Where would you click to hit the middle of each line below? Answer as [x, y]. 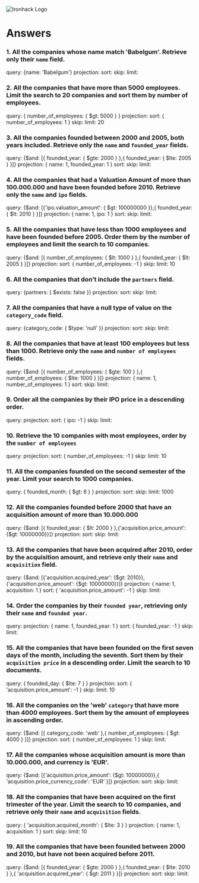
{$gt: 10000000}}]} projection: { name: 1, [126, 584]
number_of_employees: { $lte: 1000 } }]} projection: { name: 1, [82, 378]
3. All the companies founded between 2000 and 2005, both [95, 137]
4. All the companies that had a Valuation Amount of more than [99, 180]
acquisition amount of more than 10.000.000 [72, 515]
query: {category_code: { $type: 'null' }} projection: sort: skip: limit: [88, 328]
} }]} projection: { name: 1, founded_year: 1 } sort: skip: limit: [79, 165]
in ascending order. [35, 720]
